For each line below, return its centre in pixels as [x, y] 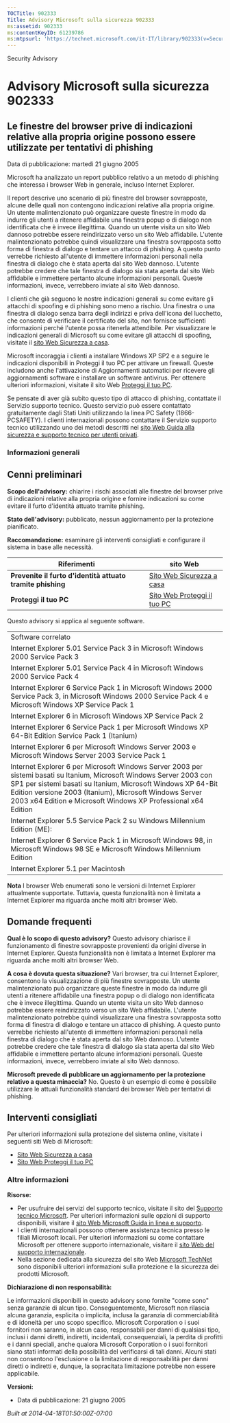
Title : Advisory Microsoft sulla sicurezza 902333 [81, 20]
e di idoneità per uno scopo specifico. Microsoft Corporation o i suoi [103, 1322]
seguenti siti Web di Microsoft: [50, 1142]
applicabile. [23, 1373]
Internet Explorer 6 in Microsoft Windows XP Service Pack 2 [107, 716]
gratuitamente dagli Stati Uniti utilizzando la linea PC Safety [91, 413]
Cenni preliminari [44, 475]
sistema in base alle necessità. [50, 547]
